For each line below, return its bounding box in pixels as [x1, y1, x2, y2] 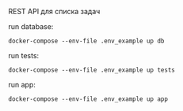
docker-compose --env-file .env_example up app [8, 95, 169, 103]
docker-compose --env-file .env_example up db [8, 37, 165, 45]
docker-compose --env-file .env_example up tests [8, 66, 176, 74]
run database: [8, 22, 54, 31]
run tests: [8, 51, 40, 60]
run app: [8, 80, 36, 89]
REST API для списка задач [8, 7, 101, 16]
